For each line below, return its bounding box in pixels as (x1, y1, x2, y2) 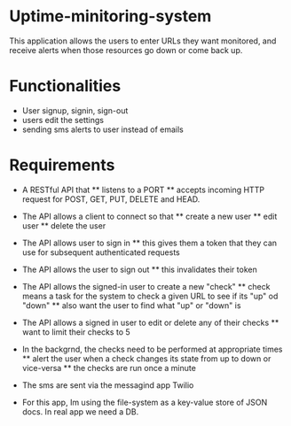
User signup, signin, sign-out (21, 105, 129, 116)
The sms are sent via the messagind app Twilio (21, 379, 194, 391)
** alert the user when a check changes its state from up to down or (21, 352, 271, 364)
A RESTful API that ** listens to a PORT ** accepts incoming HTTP (21, 184, 264, 195)
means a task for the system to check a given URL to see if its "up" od (21, 290, 279, 301)
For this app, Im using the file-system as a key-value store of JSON (21, 397, 268, 407)
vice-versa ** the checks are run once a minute (21, 362, 197, 373)
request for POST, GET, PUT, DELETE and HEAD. (21, 193, 201, 205)
